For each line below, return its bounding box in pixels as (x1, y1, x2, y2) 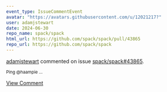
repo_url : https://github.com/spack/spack (6, 42, 112, 48)
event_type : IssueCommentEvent (6, 8, 83, 15)
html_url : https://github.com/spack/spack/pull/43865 (6, 36, 141, 42)
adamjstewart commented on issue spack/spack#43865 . (6, 57, 144, 65)
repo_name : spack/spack (6, 31, 65, 37)
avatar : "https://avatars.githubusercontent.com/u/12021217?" (6, 14, 162, 20)
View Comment (6, 79, 44, 86)
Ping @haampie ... (6, 69, 43, 75)
